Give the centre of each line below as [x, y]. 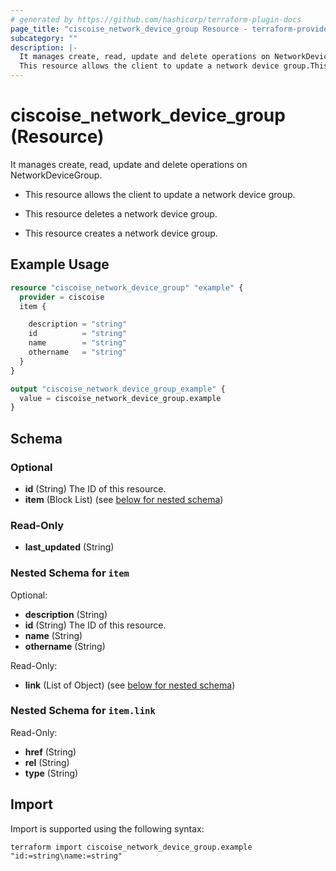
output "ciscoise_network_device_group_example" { [118, 389]
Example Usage [60, 264]
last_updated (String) [69, 547]
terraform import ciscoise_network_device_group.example [131, 847]
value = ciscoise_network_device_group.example [120, 398]
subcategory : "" [44, 38]
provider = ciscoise [62, 297]
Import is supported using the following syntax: [107, 828]
